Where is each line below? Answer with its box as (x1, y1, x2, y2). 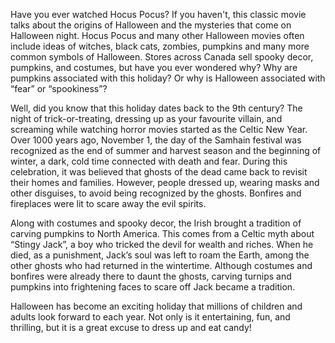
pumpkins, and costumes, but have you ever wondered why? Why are (10, 62, 298, 73)
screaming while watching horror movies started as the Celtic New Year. (10, 124, 308, 135)
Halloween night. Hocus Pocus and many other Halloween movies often (10, 30, 305, 41)
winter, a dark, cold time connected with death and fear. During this (10, 155, 288, 167)
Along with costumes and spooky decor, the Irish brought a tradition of (10, 217, 302, 229)
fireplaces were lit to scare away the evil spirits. (10, 198, 207, 209)
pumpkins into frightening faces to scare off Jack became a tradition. (10, 281, 296, 293)
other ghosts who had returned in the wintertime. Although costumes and (10, 260, 313, 271)
